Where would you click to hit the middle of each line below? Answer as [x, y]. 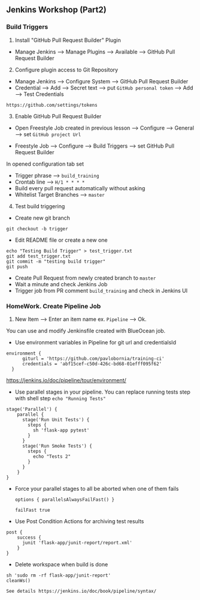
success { [29, 537]
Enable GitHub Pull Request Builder [58, 116]
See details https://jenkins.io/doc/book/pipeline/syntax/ [81, 591]
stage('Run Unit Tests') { [56, 419]
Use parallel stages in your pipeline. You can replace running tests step [102, 392]
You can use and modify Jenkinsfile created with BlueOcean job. [86, 331]
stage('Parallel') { [32, 409]
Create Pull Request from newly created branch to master [85, 278]
